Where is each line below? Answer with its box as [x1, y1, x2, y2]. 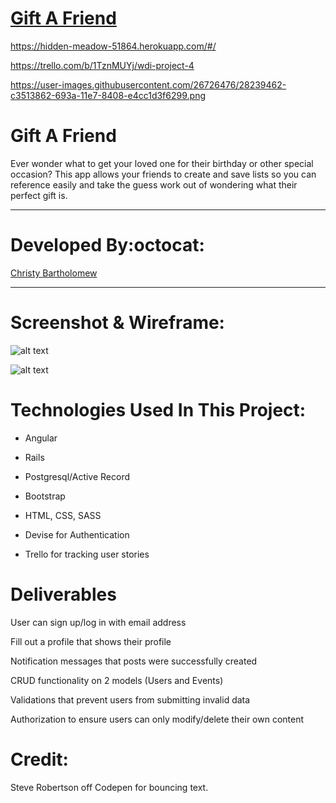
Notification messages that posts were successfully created [10, 655, 258, 667]
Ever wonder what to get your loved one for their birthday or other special [10, 157, 314, 169]
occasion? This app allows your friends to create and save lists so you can [10, 168, 317, 180]
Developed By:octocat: [10, 234, 205, 257]
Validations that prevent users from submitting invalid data [10, 693, 251, 706]
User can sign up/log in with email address [10, 616, 187, 628]
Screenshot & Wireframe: [10, 312, 225, 334]
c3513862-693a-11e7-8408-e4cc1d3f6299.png [10, 89, 206, 101]
